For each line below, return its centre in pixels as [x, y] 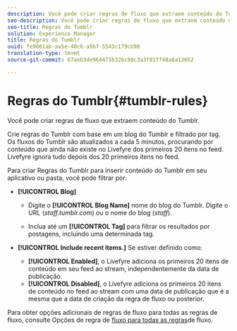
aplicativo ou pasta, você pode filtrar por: [67, 178]
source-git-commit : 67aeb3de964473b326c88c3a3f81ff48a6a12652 [101, 60]
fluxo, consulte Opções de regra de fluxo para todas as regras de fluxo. [110, 320]
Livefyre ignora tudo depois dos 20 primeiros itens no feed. [93, 157]
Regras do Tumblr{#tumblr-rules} [108, 101]
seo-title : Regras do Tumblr [50, 27]
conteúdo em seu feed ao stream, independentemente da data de [123, 268]
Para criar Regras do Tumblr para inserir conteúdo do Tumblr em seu [107, 170]
